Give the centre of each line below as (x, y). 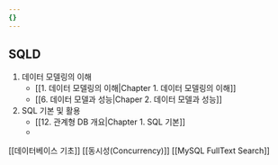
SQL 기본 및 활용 (51, 111)
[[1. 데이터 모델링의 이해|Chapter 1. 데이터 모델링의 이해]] (135, 88)
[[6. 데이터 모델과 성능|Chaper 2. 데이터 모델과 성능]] (128, 99)
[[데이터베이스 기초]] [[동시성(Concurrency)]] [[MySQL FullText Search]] (139, 151)
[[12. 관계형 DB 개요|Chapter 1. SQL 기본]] (110, 122)
